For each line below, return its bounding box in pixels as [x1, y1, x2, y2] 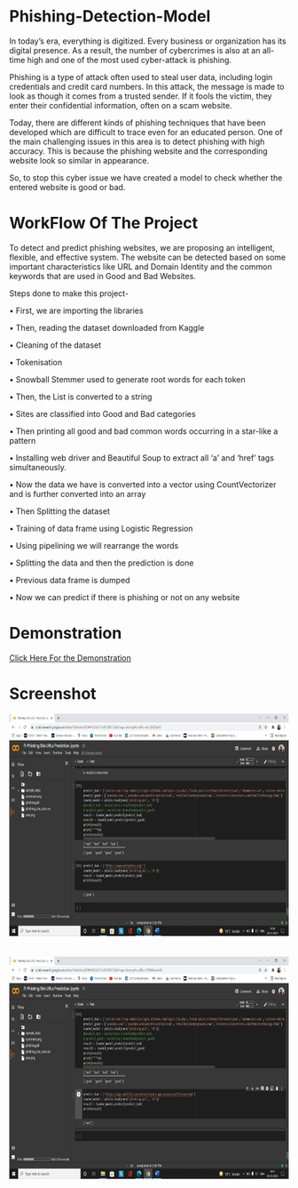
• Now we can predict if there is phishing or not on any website [9, 591, 240, 602]
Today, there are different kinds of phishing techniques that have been [9, 117, 266, 128]
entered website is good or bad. [9, 181, 126, 192]
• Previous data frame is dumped [9, 574, 130, 585]
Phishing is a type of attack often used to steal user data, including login [9, 71, 273, 82]
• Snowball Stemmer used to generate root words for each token [9, 373, 246, 384]
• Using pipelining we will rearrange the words [9, 540, 179, 550]
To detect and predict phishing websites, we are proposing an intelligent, [9, 242, 275, 253]
